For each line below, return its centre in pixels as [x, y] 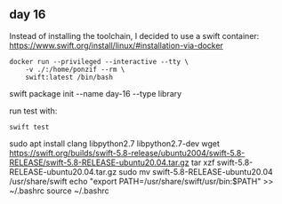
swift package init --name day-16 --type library [96, 93]
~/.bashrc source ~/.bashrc [59, 191]
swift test [29, 127]
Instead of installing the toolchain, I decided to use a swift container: [134, 35]
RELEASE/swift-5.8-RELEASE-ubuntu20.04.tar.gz [99, 162]
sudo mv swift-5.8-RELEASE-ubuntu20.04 [196, 171]
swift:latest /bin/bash [69, 77]
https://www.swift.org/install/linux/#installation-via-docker [117, 45]
